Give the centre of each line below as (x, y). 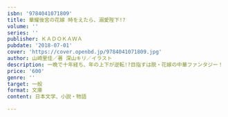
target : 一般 (25, 84)
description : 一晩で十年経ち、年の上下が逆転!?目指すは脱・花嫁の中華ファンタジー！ (115, 65)
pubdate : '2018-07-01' (40, 45)
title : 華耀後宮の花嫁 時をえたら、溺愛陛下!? (66, 20)
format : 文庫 (25, 90)
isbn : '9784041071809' (40, 13)
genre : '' (21, 77)
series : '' (23, 33)
